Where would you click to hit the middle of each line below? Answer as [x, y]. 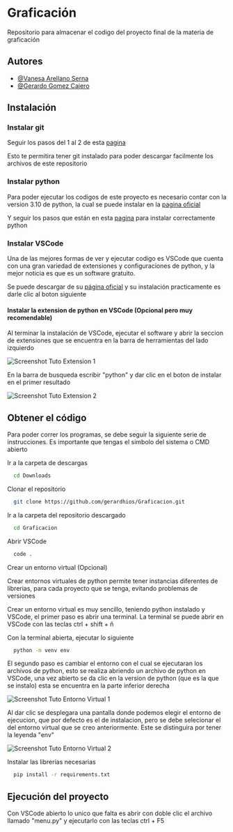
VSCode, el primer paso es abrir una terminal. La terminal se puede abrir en [115, 617]
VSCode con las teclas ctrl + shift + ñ [61, 624]
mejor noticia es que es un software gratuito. [71, 273]
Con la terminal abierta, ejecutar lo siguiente [71, 637]
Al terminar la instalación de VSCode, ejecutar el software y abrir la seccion [115, 333]
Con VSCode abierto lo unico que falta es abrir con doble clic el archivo [110, 813]
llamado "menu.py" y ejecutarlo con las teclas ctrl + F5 [86, 821]
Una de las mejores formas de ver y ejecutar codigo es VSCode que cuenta [115, 259]
